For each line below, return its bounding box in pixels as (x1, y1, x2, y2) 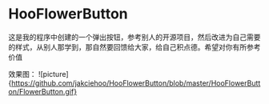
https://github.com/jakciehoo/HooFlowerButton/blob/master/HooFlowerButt (10, 78, 261, 88)
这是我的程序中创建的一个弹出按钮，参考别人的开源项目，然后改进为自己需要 (8, 32, 261, 42)
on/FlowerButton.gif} (8, 86, 78, 96)
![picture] (38, 69, 70, 78)
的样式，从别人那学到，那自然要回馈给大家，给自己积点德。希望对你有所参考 (8, 42, 261, 52)
